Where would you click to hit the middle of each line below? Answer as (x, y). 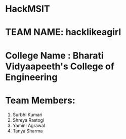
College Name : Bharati (54, 55)
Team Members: (40, 100)
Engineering (31, 77)
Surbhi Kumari (27, 115)
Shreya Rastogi (28, 120)
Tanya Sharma (28, 131)
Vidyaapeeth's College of (60, 66)
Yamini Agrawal (29, 125)
